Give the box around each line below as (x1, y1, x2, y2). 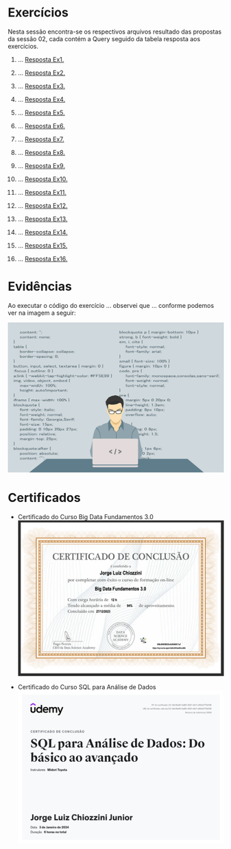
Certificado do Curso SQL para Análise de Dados (17, 683, 156, 691)
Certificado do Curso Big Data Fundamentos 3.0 (17, 512, 154, 521)
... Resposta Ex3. (17, 82, 66, 90)
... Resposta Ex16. (17, 254, 68, 263)
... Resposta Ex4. (17, 95, 66, 104)
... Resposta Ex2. (17, 69, 66, 77)
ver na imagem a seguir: (8, 309, 76, 317)
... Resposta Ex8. (17, 148, 66, 156)
